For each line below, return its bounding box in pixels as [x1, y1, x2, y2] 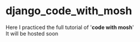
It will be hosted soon [5, 30, 59, 37]
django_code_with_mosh [5, 4, 132, 18]
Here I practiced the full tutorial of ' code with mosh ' [5, 24, 134, 31]
